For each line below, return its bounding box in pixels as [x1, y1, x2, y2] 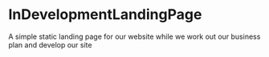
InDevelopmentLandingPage [8, 6, 202, 24]
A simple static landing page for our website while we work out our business [8, 32, 261, 41]
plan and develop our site [8, 40, 92, 49]
